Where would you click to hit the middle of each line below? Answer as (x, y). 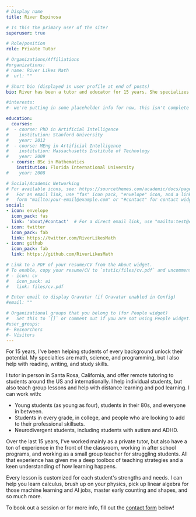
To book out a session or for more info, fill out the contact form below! (90, 508)
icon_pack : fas (30, 216)
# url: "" (19, 76)
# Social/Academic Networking (43, 183)
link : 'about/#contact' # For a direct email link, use (82, 221)
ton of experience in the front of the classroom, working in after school (91, 448)
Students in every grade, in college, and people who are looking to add (99, 418)
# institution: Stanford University (55, 135)
